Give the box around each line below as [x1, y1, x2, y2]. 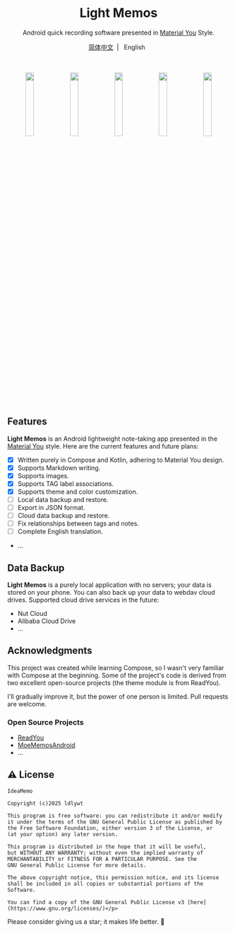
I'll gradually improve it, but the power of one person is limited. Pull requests [7, 692, 229, 701]
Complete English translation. [17, 528, 104, 536]
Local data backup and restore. [17, 495, 109, 504]
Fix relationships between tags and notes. [17, 519, 140, 528]
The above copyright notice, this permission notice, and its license [7, 874, 219, 881]
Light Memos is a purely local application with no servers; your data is [7, 581, 212, 589]
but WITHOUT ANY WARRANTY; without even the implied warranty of [7, 849, 203, 856]
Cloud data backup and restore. [17, 511, 110, 520]
